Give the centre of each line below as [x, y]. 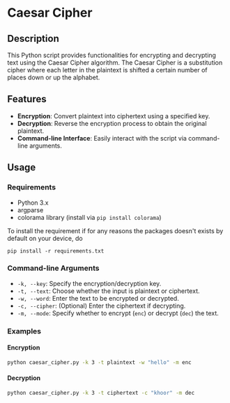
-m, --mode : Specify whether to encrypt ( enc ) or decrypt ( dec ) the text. [118, 313]
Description [33, 39]
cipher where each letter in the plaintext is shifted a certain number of [107, 70]
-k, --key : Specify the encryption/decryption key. [89, 283]
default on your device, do [45, 238]
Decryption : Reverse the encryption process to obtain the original [112, 123]
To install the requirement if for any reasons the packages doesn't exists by [115, 230]
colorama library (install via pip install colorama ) [89, 217]
